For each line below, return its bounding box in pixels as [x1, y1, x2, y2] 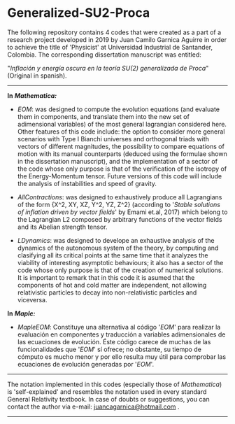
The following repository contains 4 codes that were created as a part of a [7, 28, 222, 36]
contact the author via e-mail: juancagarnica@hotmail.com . [7, 402, 180, 411]
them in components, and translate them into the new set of [17, 112, 190, 120]
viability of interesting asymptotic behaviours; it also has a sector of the [17, 258, 224, 267]
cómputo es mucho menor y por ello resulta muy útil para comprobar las [17, 352, 226, 361]
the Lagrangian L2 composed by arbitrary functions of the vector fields [17, 215, 222, 223]
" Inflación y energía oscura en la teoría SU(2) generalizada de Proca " [7, 64, 209, 72]
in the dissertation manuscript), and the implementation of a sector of [17, 157, 218, 165]
